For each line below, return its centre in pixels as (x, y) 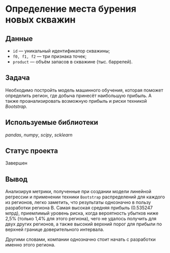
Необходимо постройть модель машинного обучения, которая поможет (84, 90)
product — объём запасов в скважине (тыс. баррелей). (73, 62)
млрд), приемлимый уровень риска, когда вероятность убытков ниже (82, 213)
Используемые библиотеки (52, 122)
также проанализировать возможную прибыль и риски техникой (76, 101)
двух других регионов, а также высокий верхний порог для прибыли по (83, 224)
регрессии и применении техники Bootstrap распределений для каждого (85, 197)
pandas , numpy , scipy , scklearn (39, 135)
